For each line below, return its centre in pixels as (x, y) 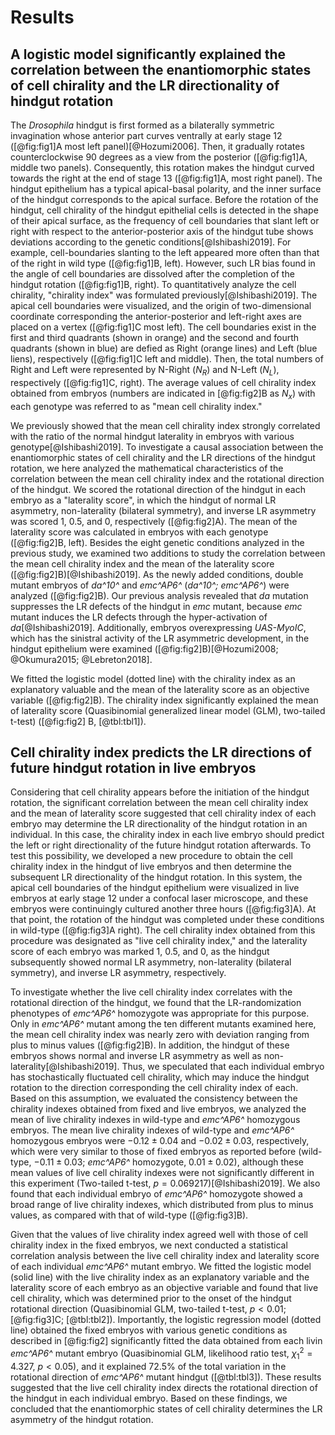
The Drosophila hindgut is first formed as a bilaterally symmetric (142, 125)
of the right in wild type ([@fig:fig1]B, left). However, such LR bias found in (163, 263)
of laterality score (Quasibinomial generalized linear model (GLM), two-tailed (168, 710)
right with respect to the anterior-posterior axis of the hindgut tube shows (162, 231)
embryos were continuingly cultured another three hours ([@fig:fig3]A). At (163, 909)
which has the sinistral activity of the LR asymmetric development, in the (160, 638)
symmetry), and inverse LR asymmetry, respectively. (118, 973)
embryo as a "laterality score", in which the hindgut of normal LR (143, 500)
